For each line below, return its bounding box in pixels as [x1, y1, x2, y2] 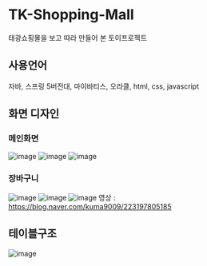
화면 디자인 [8, 107, 60, 121]
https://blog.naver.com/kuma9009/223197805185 [8, 201, 172, 211]
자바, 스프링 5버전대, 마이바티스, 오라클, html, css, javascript [8, 81, 200, 91]
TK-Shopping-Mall [8, 6, 134, 24]
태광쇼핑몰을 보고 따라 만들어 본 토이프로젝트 [8, 33, 148, 42]
